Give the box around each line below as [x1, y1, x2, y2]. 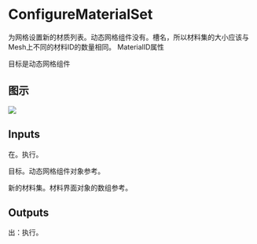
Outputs [8, 206, 50, 219]
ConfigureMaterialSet [8, 5, 153, 24]
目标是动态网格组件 [8, 59, 71, 68]
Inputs [8, 128, 41, 141]
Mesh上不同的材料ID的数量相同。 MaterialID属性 [8, 42, 165, 52]
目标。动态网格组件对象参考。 [8, 166, 105, 176]
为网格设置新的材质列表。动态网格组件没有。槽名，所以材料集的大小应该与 [8, 32, 249, 42]
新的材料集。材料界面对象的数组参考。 [8, 183, 132, 192]
